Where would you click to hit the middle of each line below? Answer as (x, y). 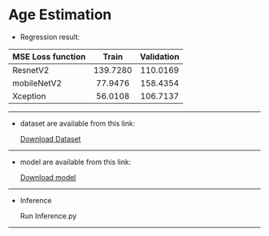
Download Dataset (50, 138)
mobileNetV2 (37, 83)
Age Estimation (60, 15)
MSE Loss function (49, 56)
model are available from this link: (75, 162)
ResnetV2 (31, 70)
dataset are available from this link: (77, 123)
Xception (29, 96)
